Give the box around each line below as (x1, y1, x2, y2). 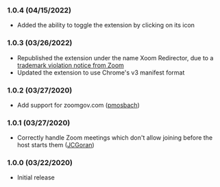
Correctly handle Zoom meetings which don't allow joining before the (16, 134, 213, 142)
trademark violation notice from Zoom (16, 61, 125, 69)
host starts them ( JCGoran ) (16, 141, 95, 149)
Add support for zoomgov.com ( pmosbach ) (16, 101, 140, 109)
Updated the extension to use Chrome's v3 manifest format (16, 68, 185, 77)
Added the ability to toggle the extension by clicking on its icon (16, 21, 195, 29)
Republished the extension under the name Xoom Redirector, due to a (16, 53, 214, 62)
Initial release (16, 173, 55, 182)
